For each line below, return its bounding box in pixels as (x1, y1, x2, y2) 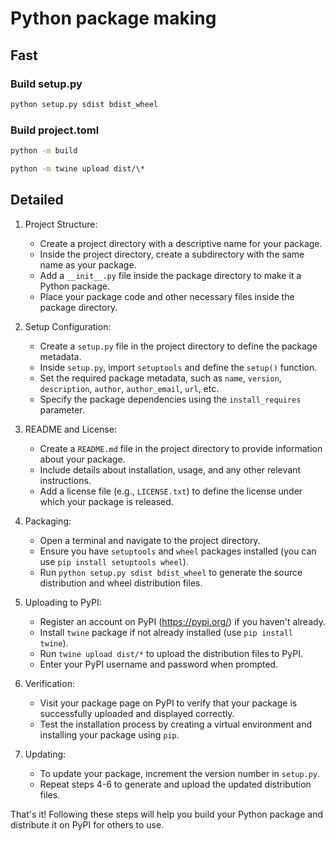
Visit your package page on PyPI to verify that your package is (39, 697, 298, 709)
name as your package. (39, 258, 137, 271)
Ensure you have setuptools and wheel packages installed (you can (39, 545, 317, 557)
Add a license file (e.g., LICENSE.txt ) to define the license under (39, 485, 303, 497)
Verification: (24, 677, 75, 689)
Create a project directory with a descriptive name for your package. (39, 237, 323, 249)
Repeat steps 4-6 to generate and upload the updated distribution (39, 778, 312, 790)
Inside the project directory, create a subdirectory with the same (39, 248, 305, 260)
